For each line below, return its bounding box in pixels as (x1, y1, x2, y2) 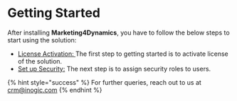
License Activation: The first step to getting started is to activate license (17, 49, 229, 58)
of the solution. (17, 57, 63, 65)
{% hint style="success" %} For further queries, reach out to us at (7, 78, 201, 86)
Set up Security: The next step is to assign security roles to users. (17, 64, 211, 73)
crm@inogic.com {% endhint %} (7, 85, 102, 94)
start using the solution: (7, 35, 77, 44)
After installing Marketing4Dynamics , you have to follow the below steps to (7, 28, 230, 37)
